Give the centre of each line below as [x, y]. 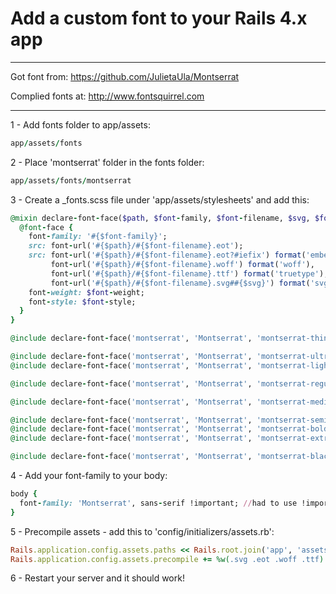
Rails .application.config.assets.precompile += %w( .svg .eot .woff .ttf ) [167, 559]
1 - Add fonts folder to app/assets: [80, 124]
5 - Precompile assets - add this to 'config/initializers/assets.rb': [142, 531]
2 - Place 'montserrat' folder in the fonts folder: [107, 162]
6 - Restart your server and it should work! [97, 578]
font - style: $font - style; [82, 302]
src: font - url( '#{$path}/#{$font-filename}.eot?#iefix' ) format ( [167, 255]
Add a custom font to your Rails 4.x [159, 18]
